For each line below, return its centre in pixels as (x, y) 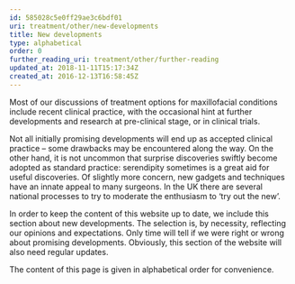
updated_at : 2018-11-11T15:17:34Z (74, 69)
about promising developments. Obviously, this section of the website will (146, 242)
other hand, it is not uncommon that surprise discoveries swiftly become (143, 158)
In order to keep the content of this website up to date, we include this (139, 214)
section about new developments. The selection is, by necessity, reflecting (147, 223)
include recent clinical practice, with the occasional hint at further (131, 111)
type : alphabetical (46, 43)
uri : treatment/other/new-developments (84, 26)
